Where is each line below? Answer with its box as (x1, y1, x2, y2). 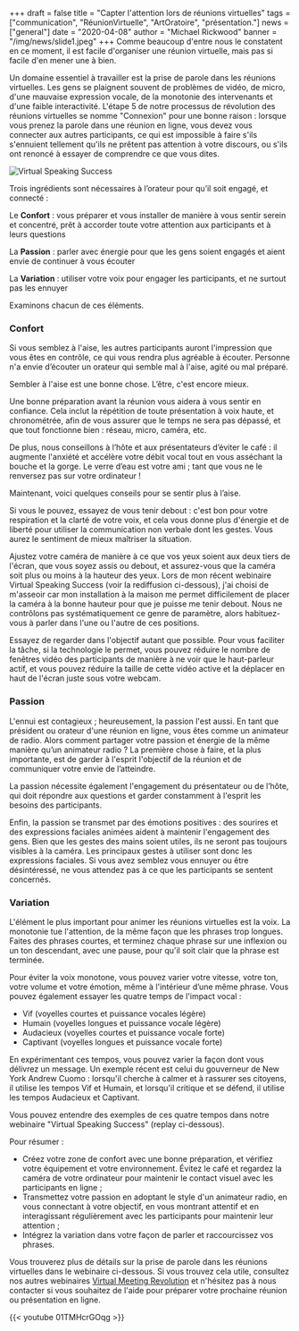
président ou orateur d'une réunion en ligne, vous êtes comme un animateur (9, 725, 289, 736)
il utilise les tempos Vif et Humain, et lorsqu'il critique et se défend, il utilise (9, 1082, 286, 1093)
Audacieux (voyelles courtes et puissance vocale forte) (21, 1027, 226, 1038)
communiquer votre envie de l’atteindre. (9, 763, 156, 774)
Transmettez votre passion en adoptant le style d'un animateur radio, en (21, 1191, 288, 1202)
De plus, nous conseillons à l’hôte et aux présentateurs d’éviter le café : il (9, 442, 278, 453)
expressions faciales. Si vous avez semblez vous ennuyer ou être (9, 854, 249, 866)
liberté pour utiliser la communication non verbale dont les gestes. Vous (9, 524, 274, 535)
